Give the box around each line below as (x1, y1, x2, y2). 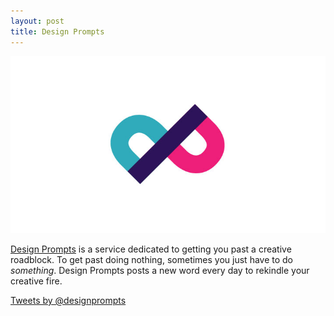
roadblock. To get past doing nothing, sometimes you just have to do (10, 254, 294, 265)
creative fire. (10, 275, 63, 287)
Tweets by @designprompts (10, 295, 127, 306)
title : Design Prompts (10, 26, 105, 37)
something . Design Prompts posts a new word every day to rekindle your (10, 265, 310, 276)
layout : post (10, 16, 65, 26)
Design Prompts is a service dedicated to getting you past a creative (10, 243, 292, 255)
